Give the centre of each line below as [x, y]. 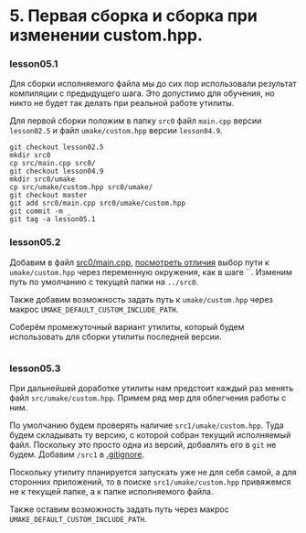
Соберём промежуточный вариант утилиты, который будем [127, 326]
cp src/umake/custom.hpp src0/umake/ [81, 187]
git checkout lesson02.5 [57, 147]
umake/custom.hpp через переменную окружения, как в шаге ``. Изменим [151, 272]
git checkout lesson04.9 [57, 171]
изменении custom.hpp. [106, 35]
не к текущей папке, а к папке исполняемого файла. [111, 492]
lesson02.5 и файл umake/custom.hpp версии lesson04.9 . [116, 131]
